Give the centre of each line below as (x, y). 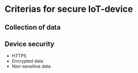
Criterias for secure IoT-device (69, 9)
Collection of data (33, 27)
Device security (30, 44)
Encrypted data (27, 61)
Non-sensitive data (31, 66)
